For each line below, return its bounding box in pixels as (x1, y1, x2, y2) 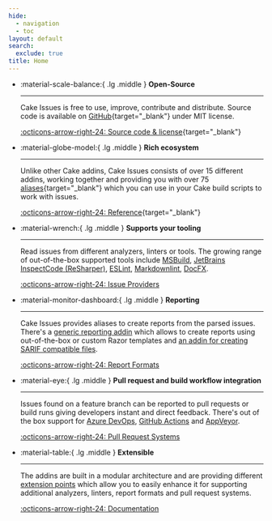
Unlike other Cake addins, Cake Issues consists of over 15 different (19, 165, 244, 175)
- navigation (15, 19, 60, 28)
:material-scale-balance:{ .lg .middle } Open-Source (19, 79, 196, 89)
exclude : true (15, 49, 63, 58)
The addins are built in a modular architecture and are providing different (19, 471, 263, 480)
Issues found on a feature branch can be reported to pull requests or (19, 399, 249, 408)
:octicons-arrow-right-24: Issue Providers (19, 279, 160, 288)
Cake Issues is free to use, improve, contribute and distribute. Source (19, 102, 252, 112)
